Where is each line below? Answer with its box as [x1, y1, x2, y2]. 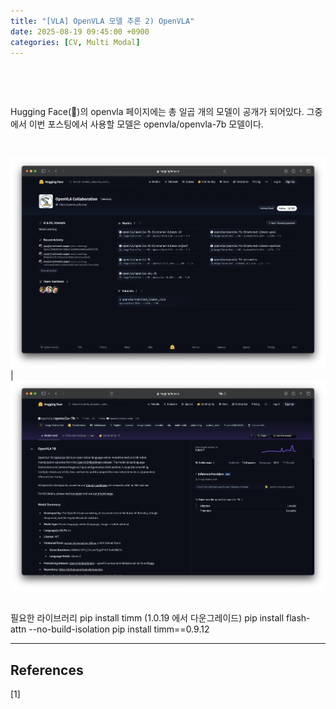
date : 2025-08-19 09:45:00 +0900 [10, 26, 150, 37]
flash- [285, 612, 311, 624]
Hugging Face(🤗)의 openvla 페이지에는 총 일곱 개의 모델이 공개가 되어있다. [10, 106, 305, 118]
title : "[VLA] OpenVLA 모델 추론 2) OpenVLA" [10, 16, 195, 26]
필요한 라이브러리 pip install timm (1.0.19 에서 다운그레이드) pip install [10, 612, 285, 624]
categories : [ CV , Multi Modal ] [10, 37, 141, 47]
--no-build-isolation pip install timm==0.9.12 [28, 623, 210, 635]
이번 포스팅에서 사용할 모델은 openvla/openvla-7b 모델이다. [28, 118, 264, 130]
